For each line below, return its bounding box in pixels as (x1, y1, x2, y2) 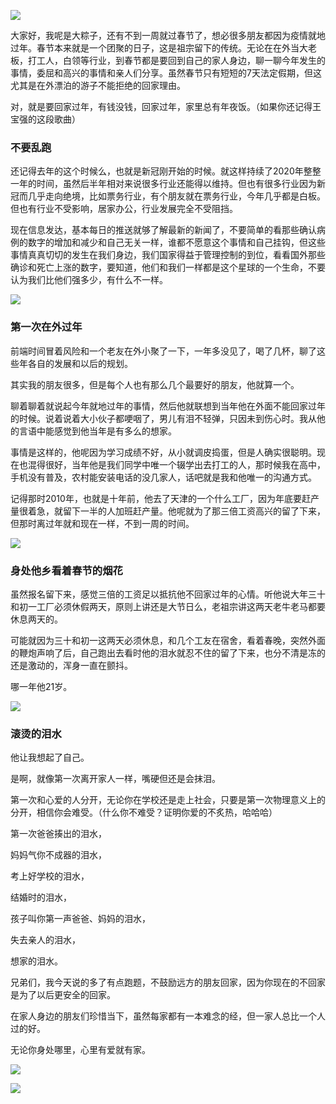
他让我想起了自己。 (10, 751, 90, 764)
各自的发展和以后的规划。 (27, 357, 133, 369)
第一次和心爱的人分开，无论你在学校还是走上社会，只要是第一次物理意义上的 (10, 794, 326, 806)
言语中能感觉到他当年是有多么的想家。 (18, 425, 177, 437)
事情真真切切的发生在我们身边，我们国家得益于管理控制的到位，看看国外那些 (10, 249, 326, 261)
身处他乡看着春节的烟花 (10, 563, 123, 577)
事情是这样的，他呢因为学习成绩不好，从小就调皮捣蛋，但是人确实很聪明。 (10, 446, 317, 458)
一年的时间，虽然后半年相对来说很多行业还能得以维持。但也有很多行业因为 (10, 178, 317, 190)
